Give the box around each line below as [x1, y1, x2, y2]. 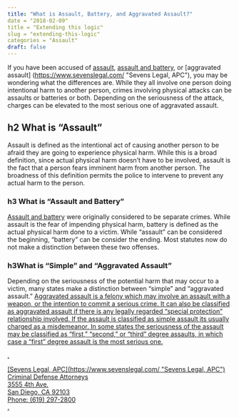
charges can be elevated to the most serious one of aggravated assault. [7, 101, 219, 109]
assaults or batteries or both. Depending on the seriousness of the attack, [7, 93, 225, 102]
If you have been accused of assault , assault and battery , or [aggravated [7, 63, 221, 71]
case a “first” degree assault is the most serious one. [7, 337, 163, 346]
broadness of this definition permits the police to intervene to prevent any [7, 170, 224, 179]
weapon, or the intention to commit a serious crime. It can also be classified [7, 300, 230, 308]
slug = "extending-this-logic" [7, 30, 101, 38]
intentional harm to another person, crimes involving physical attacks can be [7, 86, 232, 94]
